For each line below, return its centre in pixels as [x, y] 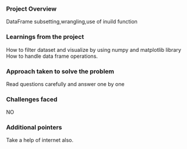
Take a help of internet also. [40, 140]
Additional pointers [34, 127]
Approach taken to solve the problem [60, 71]
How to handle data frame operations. [52, 56]
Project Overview [31, 9]
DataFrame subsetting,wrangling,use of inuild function [72, 22]
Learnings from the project [45, 37]
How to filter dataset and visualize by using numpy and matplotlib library [93, 49]
